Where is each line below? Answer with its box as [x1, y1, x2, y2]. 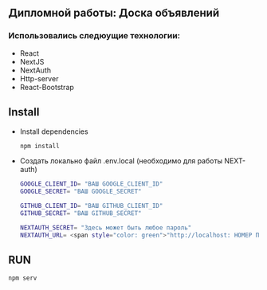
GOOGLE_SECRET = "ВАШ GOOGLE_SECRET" [19, 187, 142, 196]
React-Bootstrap [19, 82, 74, 92]
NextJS [19, 57, 45, 66]
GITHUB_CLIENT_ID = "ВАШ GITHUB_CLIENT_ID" [19, 202, 163, 210]
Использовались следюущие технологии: [8, 30, 181, 41]
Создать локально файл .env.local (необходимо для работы [19, 156, 223, 166]
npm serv [8, 274, 37, 282]
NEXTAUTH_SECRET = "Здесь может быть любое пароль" [19, 223, 192, 232]
